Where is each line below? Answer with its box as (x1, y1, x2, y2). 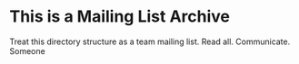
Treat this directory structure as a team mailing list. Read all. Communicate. (9, 36, 291, 47)
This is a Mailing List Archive (9, 6, 230, 27)
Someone (9, 45, 45, 56)
